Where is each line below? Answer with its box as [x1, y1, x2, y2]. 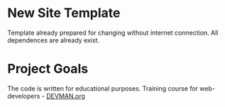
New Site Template [7, 5, 121, 21]
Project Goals [7, 61, 89, 77]
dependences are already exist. [7, 35, 100, 44]
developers [7, 91, 40, 100]
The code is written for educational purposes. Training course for [7, 84, 199, 93]
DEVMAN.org [45, 91, 85, 100]
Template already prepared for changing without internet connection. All [7, 28, 219, 37]
